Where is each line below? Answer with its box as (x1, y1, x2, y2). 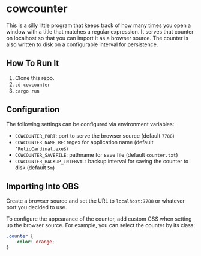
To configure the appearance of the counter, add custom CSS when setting (6, 215, 192, 222)
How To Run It (6, 58, 59, 69)
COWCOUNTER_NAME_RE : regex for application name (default (14, 138, 154, 145)
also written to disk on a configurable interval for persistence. (6, 41, 158, 48)
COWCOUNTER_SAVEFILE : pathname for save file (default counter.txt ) (14, 151, 178, 158)
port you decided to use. (6, 204, 67, 211)
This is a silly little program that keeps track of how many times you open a (6, 22, 191, 29)
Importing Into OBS (6, 181, 79, 191)
